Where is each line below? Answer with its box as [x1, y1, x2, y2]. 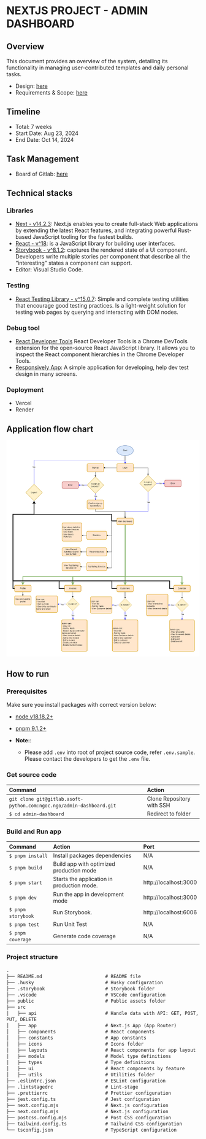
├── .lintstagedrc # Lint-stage [6, 1084, 139, 1090]
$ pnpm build [9, 865, 42, 871]
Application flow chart [6, 424, 94, 434]
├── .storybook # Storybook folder [6, 986, 155, 992]
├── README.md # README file [6, 974, 141, 980]
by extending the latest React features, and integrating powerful [15, 227, 177, 234]
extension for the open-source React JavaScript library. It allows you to [15, 344, 196, 351]
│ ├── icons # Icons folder [6, 1041, 144, 1048]
